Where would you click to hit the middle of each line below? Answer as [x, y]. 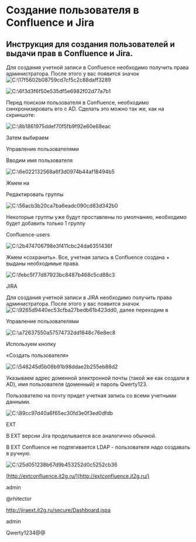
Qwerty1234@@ [26, 533]
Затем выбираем [27, 138]
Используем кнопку [31, 344]
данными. [18, 402]
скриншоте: [21, 115]
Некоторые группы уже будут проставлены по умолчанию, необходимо [97, 217]
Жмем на [18, 183]
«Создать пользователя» [37, 355]
